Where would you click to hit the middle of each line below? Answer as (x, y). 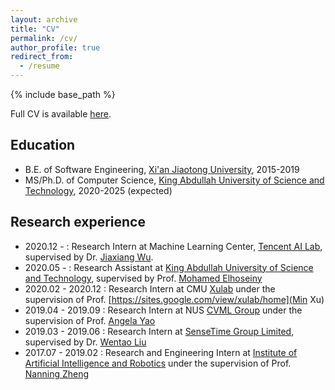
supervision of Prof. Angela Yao (90, 320)
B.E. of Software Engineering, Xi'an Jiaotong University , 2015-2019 (162, 169)
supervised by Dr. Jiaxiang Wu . (89, 257)
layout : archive (44, 19)
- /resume (39, 66)
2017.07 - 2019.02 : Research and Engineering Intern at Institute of (161, 352)
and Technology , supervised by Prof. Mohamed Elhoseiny (143, 278)
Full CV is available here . (61, 114)
